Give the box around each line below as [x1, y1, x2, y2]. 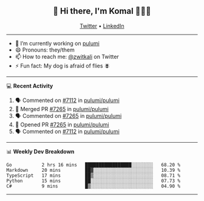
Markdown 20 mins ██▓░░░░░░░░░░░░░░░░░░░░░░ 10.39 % [6, 167, 181, 173]
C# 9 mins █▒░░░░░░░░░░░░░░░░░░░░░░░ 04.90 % [6, 183, 181, 189]
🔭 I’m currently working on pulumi [15, 39, 100, 47]
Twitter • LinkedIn [80, 22, 124, 29]
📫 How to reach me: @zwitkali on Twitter [15, 53, 120, 60]
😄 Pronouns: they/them [15, 46, 75, 53]
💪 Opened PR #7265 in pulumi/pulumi [15, 121, 109, 128]
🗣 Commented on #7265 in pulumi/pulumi [15, 112, 122, 119]
